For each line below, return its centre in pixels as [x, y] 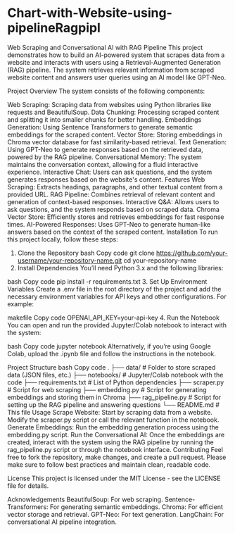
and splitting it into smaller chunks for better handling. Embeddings [104, 119]
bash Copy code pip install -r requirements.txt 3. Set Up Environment [107, 281]
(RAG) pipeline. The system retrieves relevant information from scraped [111, 70]
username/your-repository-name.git [70, 260]
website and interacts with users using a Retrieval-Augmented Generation [114, 62]
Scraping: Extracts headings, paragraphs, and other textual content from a [115, 187]
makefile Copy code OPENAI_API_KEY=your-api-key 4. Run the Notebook [114, 318]
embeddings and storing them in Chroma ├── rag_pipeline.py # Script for [114, 397]
